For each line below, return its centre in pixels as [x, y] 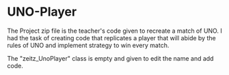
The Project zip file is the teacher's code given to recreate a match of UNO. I [114, 31]
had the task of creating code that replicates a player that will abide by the [112, 37]
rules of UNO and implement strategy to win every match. [88, 45]
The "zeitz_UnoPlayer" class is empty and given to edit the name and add [110, 58]
